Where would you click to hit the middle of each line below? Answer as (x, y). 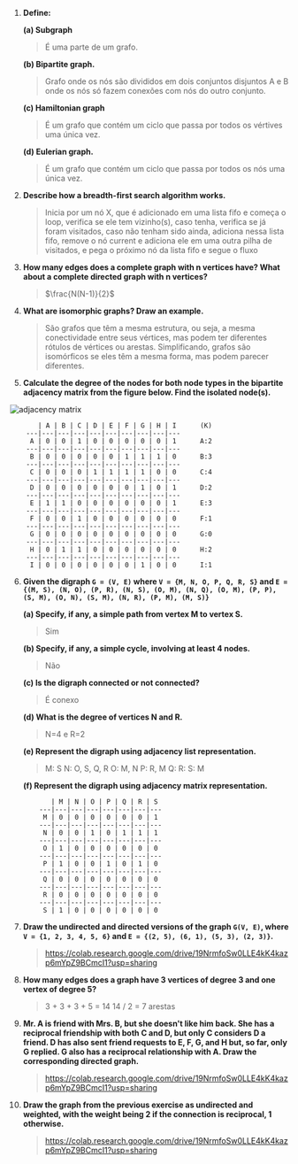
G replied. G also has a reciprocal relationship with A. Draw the (140, 1052)
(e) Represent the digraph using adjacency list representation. (139, 751)
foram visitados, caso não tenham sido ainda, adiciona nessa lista (164, 231)
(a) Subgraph (48, 30)
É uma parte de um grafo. (91, 47)
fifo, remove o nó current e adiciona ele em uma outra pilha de (158, 241)
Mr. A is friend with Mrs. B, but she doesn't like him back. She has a (149, 1023)
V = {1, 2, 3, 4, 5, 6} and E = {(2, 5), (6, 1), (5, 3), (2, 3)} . (148, 936)
